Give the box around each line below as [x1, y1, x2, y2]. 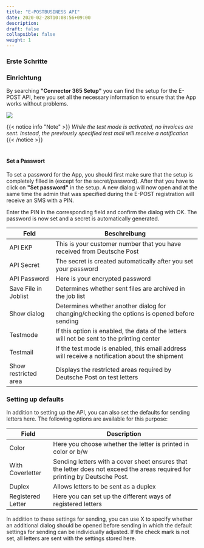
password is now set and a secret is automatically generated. [6, 215, 160, 222]
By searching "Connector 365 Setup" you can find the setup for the [6, 87, 178, 95]
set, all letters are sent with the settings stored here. [6, 535, 137, 542]
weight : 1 [6, 37, 32, 43]
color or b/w [53, 447, 88, 456]
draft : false [6, 25, 39, 32]
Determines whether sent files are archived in [55, 285, 185, 293]
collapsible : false [6, 32, 56, 38]
